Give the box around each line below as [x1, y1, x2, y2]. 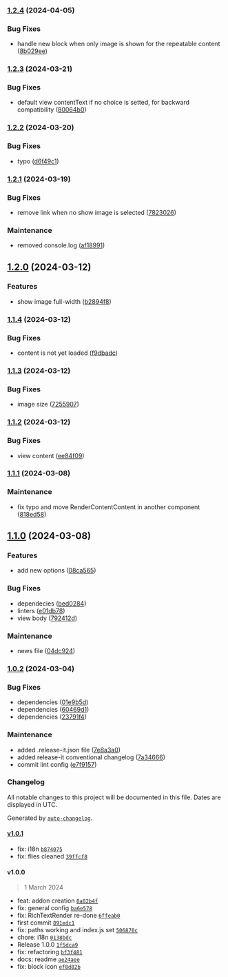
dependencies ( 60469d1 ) [17, 706, 90, 714]
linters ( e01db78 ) [17, 606, 65, 615]
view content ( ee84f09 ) [17, 451, 85, 460]
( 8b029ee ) [17, 47, 48, 55]
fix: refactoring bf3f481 [17, 948, 83, 956]
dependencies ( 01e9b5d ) [17, 698, 89, 706]
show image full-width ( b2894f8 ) [17, 297, 112, 305]
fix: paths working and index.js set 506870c [17, 926, 138, 934]
